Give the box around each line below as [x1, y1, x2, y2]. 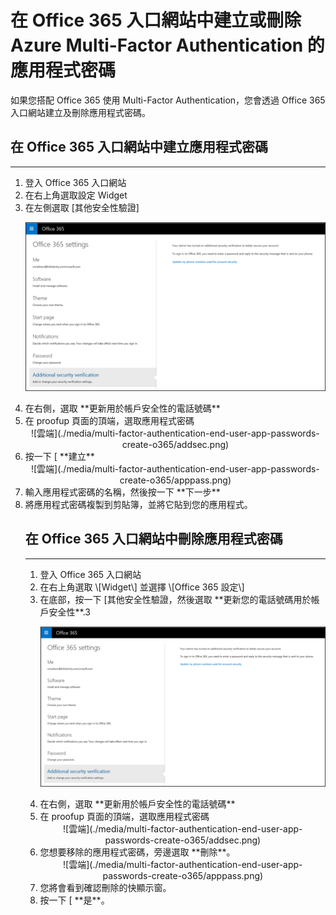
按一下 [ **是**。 [39, 894, 110, 906]
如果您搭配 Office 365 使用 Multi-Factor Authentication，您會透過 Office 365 [10, 94, 326, 106]
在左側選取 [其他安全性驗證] [24, 201, 140, 213]
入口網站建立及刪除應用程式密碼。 [10, 106, 151, 118]
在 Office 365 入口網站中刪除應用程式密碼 [24, 531, 283, 548]
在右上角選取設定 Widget [24, 189, 128, 201]
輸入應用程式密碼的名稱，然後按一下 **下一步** [24, 486, 221, 498]
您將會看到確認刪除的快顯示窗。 [39, 882, 172, 894]
